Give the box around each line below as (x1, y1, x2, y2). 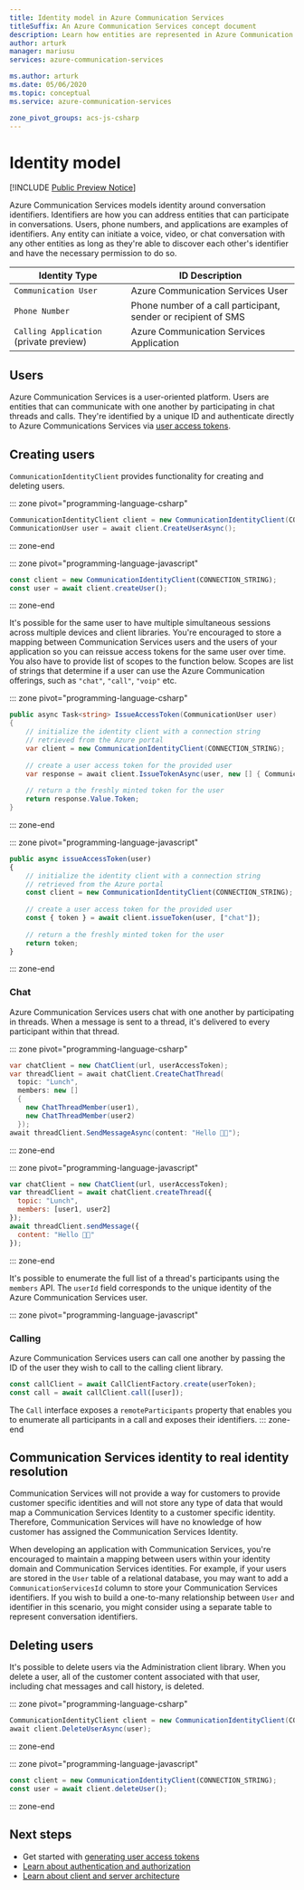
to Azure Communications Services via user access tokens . (9, 420, 231, 431)
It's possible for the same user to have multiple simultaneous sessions (9, 618, 271, 628)
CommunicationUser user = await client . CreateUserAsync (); (9, 523, 237, 532)
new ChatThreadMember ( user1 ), (25, 1103, 140, 1112)
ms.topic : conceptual (9, 88, 91, 98)
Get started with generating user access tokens (22, 1851, 200, 1862)
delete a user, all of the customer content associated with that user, (9, 1672, 261, 1683)
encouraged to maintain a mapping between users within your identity (9, 1554, 271, 1565)
